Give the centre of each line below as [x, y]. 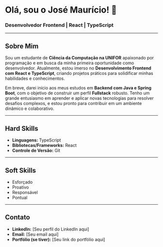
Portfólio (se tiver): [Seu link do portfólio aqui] [58, 239]
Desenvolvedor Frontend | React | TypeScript [59, 25]
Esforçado [22, 182]
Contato [17, 218]
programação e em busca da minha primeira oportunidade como [70, 63]
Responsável [25, 192]
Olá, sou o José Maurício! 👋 [61, 10]
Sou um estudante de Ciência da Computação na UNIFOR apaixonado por [80, 58]
